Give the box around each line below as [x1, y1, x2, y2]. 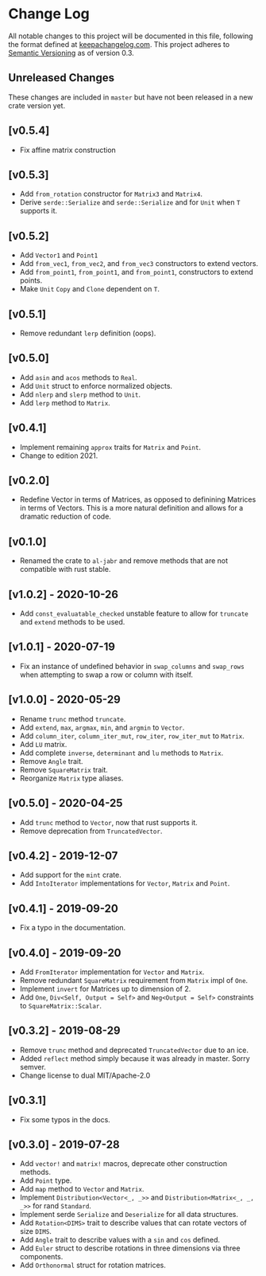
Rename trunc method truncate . [19, 714, 126, 723]
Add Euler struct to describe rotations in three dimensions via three [19, 1243, 241, 1253]
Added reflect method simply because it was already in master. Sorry [19, 1053, 250, 1063]
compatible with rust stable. [19, 565, 111, 574]
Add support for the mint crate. [19, 870, 121, 880]
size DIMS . [19, 1227, 52, 1236]
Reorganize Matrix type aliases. [19, 773, 124, 783]
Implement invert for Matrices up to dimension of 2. [19, 984, 191, 993]
